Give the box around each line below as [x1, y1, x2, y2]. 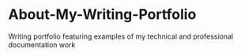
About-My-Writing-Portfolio [8, 6, 197, 24]
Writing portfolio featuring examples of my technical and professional [8, 32, 234, 41]
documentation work [8, 39, 76, 49]
